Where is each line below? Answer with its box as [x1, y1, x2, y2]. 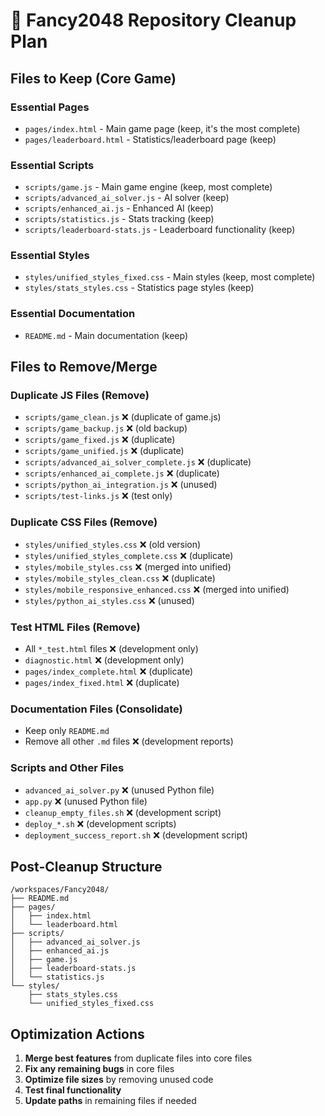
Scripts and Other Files [10, 761, 125, 775]
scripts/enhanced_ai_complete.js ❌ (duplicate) [24, 467, 220, 479]
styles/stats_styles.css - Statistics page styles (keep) [24, 282, 255, 294]
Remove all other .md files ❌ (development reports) [24, 735, 234, 748]
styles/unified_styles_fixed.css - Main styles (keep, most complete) [24, 271, 316, 283]
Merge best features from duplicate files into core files [24, 1052, 253, 1064]
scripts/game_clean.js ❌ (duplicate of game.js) [24, 411, 222, 423]
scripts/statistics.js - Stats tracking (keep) [24, 213, 215, 225]
